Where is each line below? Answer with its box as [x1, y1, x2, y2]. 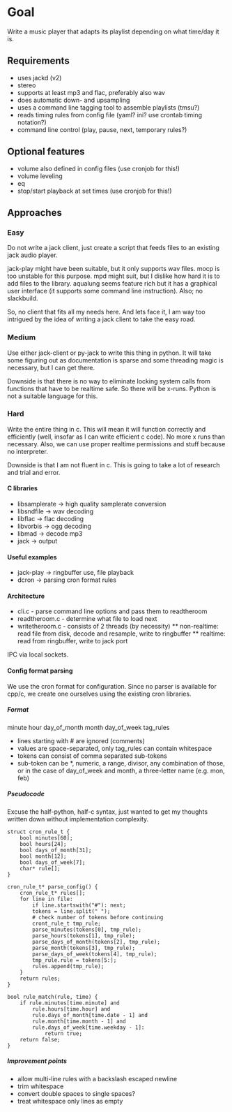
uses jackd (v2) [17, 73, 62, 82]
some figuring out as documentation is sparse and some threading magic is [7, 356, 224, 364]
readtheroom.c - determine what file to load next [17, 615, 157, 623]
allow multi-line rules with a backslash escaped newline [17, 1074, 178, 1083]
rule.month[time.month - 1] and [32, 1018, 127, 1025]
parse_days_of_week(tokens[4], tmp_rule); [32, 951, 157, 958]
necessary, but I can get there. [7, 363, 95, 372]
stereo [17, 81, 36, 89]
